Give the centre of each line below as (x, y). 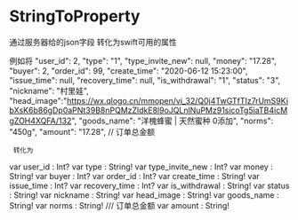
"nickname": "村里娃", (49, 90)
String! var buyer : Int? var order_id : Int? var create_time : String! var (134, 176)
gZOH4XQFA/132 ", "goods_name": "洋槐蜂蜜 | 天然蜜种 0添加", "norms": (141, 121)
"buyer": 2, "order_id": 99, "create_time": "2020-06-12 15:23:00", (129, 71)
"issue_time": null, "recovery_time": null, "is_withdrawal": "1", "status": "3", (145, 80)
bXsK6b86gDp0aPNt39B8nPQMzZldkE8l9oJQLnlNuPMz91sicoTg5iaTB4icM (149, 110)
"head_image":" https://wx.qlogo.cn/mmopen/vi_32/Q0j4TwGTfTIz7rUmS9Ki (149, 100)
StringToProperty (75, 16)
